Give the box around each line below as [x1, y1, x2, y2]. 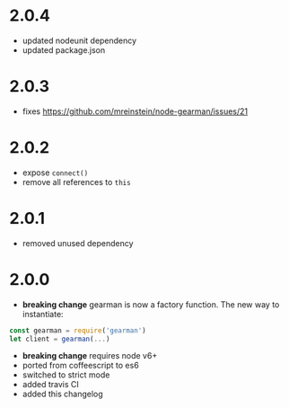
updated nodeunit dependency [22, 35, 137, 46]
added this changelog [22, 388, 103, 400]
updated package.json [22, 44, 106, 55]
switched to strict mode [22, 369, 110, 380]
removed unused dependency [22, 237, 134, 248]
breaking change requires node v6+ [22, 350, 158, 361]
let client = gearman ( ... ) [9, 334, 110, 343]
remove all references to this [22, 176, 132, 187]
